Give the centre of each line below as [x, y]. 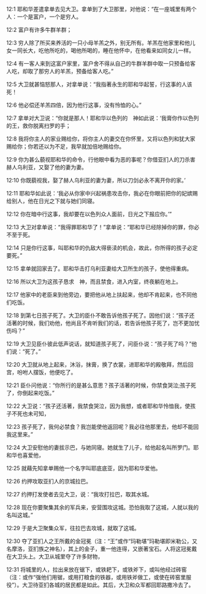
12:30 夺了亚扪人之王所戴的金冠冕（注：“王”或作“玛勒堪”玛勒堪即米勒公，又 [102, 541]
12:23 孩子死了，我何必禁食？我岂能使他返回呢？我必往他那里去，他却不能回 [103, 427]
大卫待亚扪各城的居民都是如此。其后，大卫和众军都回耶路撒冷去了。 [108, 585]
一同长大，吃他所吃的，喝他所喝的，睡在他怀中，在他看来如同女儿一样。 [103, 50]
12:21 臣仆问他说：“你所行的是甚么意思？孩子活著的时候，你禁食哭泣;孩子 [99, 385]
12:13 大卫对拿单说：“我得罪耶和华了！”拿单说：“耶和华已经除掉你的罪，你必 [103, 227]
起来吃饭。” [41, 393]
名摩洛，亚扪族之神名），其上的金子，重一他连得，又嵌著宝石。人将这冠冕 [99, 549]
